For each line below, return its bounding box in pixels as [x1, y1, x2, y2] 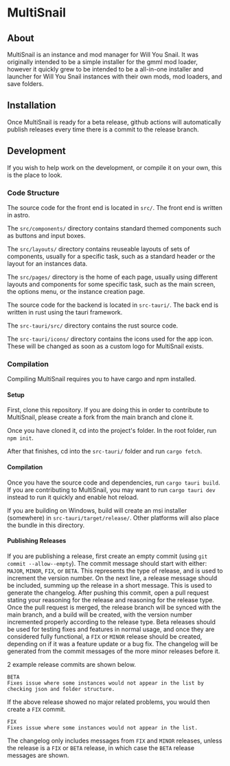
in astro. [7, 211, 30, 219]
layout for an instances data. [7, 259, 88, 268]
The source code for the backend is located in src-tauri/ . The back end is [7, 301, 219, 309]
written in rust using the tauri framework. [7, 308, 123, 316]
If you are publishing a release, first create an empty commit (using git [7, 552, 208, 560]
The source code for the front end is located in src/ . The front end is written [7, 203, 223, 211]
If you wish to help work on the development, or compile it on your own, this [7, 163, 222, 171]
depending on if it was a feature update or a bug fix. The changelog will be [7, 639, 218, 648]
